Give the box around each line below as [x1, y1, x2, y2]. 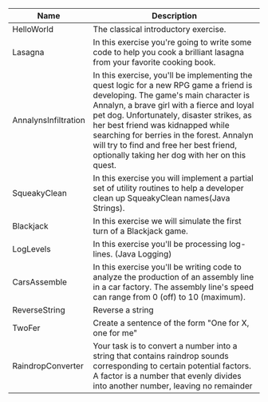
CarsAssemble [12, 277, 68, 287]
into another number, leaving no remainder [93, 380, 253, 391]
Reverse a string [93, 304, 154, 315]
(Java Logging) [114, 249, 172, 259]
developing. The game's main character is [93, 90, 250, 101]
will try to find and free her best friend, [93, 140, 238, 150]
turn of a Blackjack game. [93, 225, 189, 237]
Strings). [93, 203, 125, 213]
